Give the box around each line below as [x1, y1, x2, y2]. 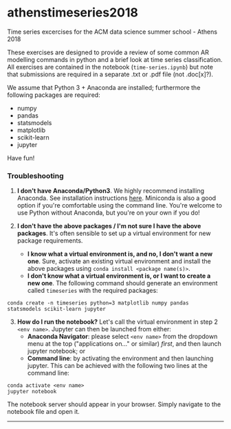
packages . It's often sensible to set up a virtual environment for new [16, 229, 211, 238]
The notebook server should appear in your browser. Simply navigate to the [7, 400, 221, 408]
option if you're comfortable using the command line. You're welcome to [16, 201, 222, 210]
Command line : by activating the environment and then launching [27, 354, 214, 362]
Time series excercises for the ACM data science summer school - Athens [7, 27, 218, 36]
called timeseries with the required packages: [27, 287, 158, 295]
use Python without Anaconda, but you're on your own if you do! [16, 208, 201, 217]
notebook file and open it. [7, 408, 80, 416]
